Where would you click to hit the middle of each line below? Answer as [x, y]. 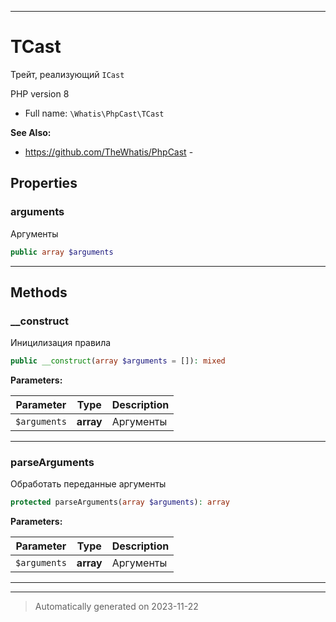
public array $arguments [62, 252]
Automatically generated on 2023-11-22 [116, 607]
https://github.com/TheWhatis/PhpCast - [109, 152]
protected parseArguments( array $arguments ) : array [120, 502]
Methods [39, 292]
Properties [44, 183]
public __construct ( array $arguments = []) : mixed [118, 361]
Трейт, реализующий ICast [67, 74]
